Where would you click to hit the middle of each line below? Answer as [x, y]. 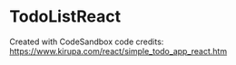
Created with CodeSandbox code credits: [87, 42]
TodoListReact [65, 17]
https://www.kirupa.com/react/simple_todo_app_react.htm [118, 51]
